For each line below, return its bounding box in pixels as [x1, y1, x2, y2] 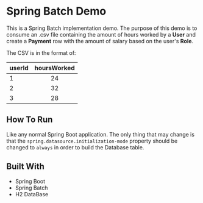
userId [9, 63, 29, 72]
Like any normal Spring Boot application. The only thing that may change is [6, 130, 195, 138]
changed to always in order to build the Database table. [6, 143, 144, 151]
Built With [6, 162, 45, 172]
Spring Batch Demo [6, 4, 107, 18]
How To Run [6, 115, 53, 125]
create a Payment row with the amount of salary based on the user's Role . [6, 37, 194, 45]
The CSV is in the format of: [6, 49, 76, 56]
